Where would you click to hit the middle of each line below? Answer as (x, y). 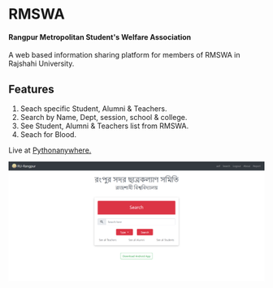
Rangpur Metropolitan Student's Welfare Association (100, 37)
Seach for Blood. (48, 135)
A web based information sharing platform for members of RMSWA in (124, 55)
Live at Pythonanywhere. (50, 150)
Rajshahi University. (41, 64)
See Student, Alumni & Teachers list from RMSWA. (104, 126)
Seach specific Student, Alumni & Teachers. (93, 109)
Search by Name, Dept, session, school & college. (104, 118)
